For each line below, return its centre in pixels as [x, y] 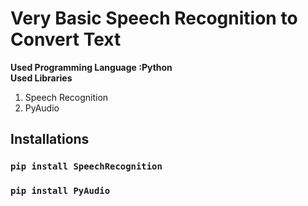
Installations [50, 139]
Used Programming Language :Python [91, 67]
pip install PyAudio [60, 191]
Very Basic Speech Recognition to [154, 18]
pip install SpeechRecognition [86, 166]
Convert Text [66, 39]
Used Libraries [41, 78]
